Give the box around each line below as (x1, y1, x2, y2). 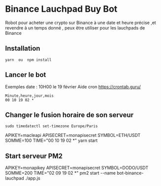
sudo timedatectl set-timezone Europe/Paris (5, 124, 98, 129)
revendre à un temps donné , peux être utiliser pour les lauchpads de (5, 25, 145, 30)
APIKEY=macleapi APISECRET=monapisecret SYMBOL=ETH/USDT (5, 133, 141, 138)
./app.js (25, 175, 40, 181)
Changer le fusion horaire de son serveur (5, 110, 134, 119)
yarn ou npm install (5, 57, 52, 62)
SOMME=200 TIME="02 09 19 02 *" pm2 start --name (5, 170, 116, 176)
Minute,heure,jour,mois (5, 93, 54, 98)
